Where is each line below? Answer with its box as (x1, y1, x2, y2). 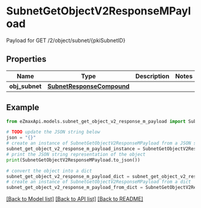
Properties (6, 54, 47, 64)
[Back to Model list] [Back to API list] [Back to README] (6, 195, 144, 203)
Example (6, 103, 39, 113)
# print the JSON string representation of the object (6, 151, 146, 157)
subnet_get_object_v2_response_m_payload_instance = (6, 146, 141, 152)
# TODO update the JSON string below (6, 129, 100, 135)
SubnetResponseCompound (47, 82, 130, 91)
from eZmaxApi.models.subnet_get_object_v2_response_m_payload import (6, 118, 186, 124)
